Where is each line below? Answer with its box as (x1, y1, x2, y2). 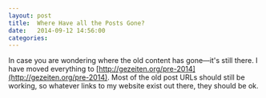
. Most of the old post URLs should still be (107, 73, 246, 82)
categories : (8, 33, 48, 42)
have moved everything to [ (8, 65, 99, 74)
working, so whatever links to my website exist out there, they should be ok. (8, 81, 259, 91)
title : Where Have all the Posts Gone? (8, 19, 146, 27)
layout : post (8, 11, 52, 20)
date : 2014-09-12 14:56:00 (8, 26, 106, 34)
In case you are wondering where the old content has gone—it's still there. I (8, 56, 258, 65)
